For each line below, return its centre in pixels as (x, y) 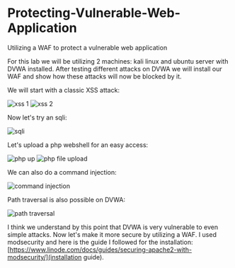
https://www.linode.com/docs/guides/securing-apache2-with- (101, 250)
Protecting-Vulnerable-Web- (94, 13)
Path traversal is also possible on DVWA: (67, 199)
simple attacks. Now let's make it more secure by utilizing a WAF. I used (112, 234)
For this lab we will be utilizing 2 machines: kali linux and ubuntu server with (118, 61)
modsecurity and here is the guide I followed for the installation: (100, 242)
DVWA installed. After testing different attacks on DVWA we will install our (115, 69)
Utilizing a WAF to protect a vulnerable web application (87, 47)
